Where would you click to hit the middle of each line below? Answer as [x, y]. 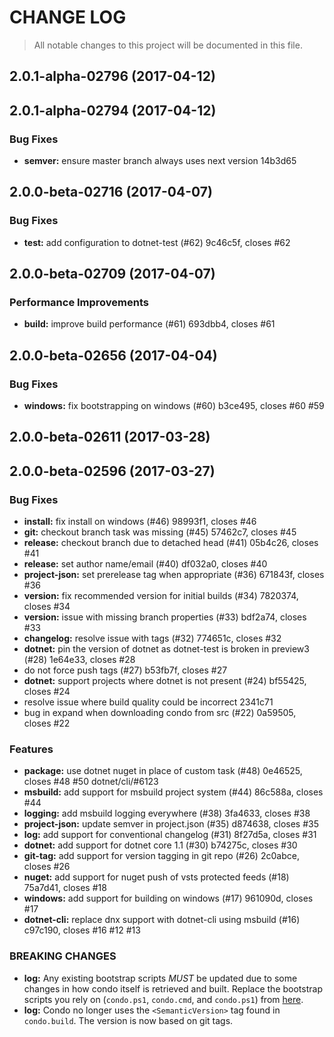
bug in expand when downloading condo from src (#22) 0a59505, [160, 713]
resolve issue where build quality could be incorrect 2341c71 [148, 702]
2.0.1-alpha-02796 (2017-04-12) [112, 76]
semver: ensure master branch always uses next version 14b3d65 [160, 161]
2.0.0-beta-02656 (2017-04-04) [113, 355]
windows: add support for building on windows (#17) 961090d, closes [168, 898]
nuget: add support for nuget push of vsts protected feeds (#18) [156, 877]
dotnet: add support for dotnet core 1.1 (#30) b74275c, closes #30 [160, 845]
